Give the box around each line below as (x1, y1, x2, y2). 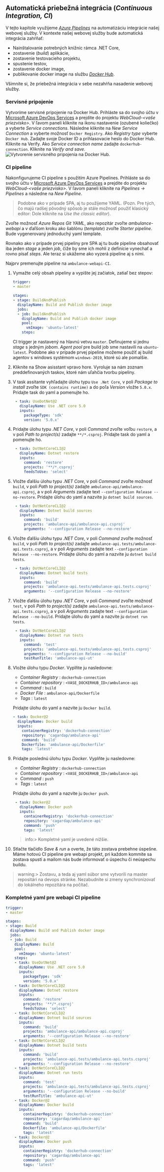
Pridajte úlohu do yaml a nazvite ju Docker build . (12, 705, 111, 711)
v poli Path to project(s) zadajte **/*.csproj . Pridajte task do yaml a (12, 432, 150, 438)
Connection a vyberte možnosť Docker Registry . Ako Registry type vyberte (5, 130, 158, 136)
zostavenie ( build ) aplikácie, (12, 50, 70, 56)
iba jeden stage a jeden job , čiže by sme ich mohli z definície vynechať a (5, 245, 153, 251)
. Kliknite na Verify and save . (27, 146, 85, 152)
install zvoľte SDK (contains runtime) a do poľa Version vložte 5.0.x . (12, 384, 152, 390)
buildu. (12, 862, 27, 868)
